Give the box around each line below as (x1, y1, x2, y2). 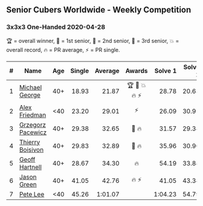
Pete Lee (19, 190, 45, 198)
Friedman (19, 111, 47, 119)
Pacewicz (19, 128, 47, 137)
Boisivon (19, 145, 44, 153)
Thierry (19, 138, 40, 146)
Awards (125, 66, 148, 75)
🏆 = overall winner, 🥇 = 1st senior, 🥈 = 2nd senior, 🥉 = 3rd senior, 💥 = (6, 37, 179, 44)
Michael (19, 83, 42, 91)
